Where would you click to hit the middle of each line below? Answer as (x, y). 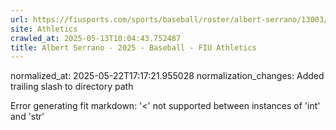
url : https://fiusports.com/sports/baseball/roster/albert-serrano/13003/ (169, 19)
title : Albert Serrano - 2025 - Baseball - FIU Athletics (133, 47)
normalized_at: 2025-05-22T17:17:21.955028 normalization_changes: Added (167, 76)
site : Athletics (44, 29)
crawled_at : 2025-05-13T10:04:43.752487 (96, 38)
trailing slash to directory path (72, 87)
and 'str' (27, 117)
